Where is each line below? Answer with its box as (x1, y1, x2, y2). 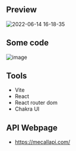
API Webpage (6, 122, 58, 133)
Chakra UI (14, 105, 40, 112)
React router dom (14, 99, 58, 106)
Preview (6, 5, 37, 15)
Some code (6, 38, 49, 48)
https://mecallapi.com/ (14, 139, 71, 146)
